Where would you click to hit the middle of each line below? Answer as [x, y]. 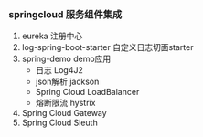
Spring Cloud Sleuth [59, 123]
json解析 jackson [67, 82]
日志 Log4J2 [59, 70]
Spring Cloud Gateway [64, 113]
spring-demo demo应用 [66, 59]
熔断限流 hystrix [65, 103]
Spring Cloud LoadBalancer [87, 92]
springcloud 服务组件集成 [65, 14]
